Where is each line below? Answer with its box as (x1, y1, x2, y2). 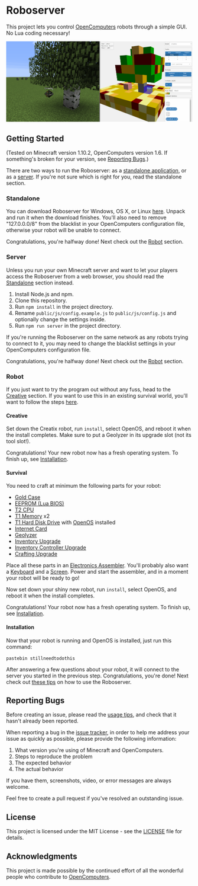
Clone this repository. (14, 297, 67, 304)
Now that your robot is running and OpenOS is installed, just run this (6, 636, 172, 644)
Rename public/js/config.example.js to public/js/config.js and (14, 309, 176, 316)
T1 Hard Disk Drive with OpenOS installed (14, 519, 116, 526)
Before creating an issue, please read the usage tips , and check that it (6, 711, 177, 718)
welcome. (6, 783, 30, 791)
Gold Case (14, 494, 41, 501)
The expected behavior (14, 759, 72, 766)
